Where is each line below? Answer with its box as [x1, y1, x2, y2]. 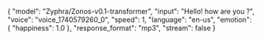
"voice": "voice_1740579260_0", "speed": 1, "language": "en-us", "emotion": [7, 15, 252, 24]
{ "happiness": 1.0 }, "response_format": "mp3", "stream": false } [7, 24, 217, 32]
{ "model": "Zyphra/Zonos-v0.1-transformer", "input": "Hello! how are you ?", [7, 7, 255, 16]
